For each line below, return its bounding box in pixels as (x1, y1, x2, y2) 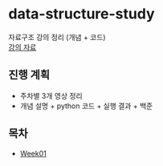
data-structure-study (8, 5, 155, 23)
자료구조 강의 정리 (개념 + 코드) (8, 32, 106, 42)
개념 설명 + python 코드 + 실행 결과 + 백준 (19, 101, 153, 111)
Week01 (19, 148, 47, 158)
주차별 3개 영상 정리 (19, 91, 83, 100)
